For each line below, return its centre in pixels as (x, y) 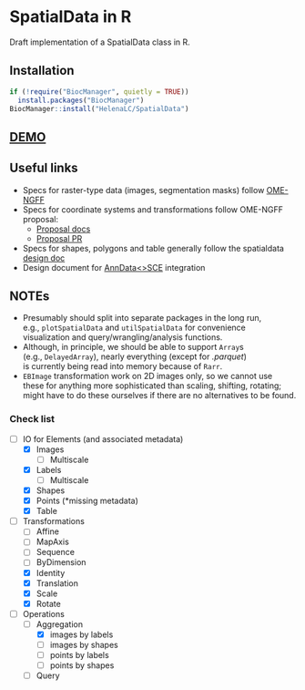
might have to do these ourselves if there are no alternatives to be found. (159, 396)
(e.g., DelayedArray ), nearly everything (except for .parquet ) (135, 356)
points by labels (79, 655)
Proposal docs (63, 229)
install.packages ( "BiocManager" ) (81, 100)
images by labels (81, 634)
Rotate (48, 603)
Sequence (56, 552)
